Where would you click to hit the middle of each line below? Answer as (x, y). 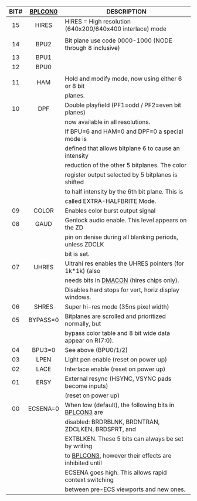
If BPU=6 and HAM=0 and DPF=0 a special (124, 131)
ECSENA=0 (44, 409)
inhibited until (84, 463)
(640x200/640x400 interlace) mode (116, 29)
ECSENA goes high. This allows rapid (116, 473)
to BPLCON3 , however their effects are (118, 456)
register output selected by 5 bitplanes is (121, 175)
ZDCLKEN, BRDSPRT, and (100, 429)
